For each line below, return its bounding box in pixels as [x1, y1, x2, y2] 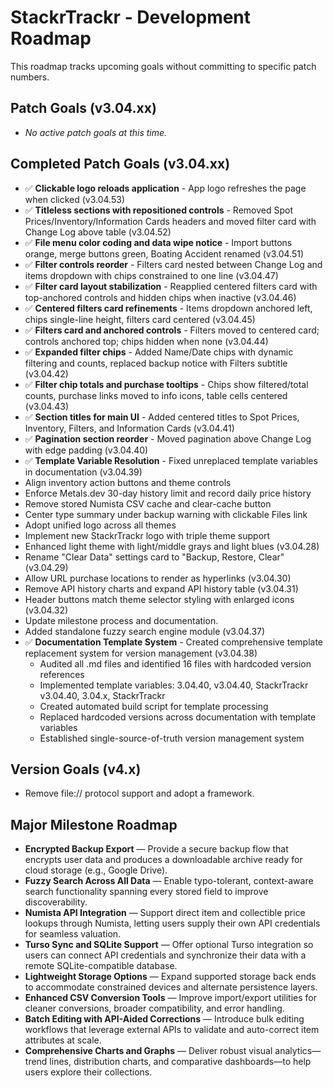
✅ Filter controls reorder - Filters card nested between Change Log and [24, 258, 323, 270]
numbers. [10, 71, 50, 83]
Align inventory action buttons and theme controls [24, 476, 232, 488]
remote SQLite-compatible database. [24, 960, 178, 972]
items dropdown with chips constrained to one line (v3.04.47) [24, 269, 279, 281]
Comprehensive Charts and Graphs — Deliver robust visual [24, 1045, 273, 1057]
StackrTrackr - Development [10, 6, 252, 29]
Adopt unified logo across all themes [24, 519, 177, 531]
